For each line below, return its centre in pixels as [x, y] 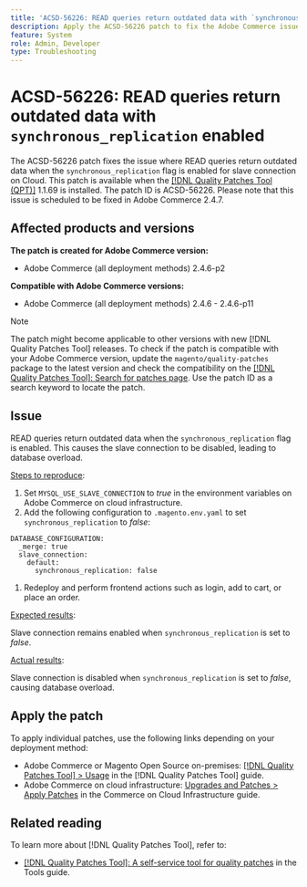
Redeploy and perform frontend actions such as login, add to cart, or [152, 587]
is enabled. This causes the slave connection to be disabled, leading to [143, 447]
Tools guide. [47, 872]
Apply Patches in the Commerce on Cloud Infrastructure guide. [142, 794]
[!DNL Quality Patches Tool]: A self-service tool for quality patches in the [160, 862]
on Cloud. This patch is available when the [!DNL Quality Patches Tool [141, 181]
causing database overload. [62, 687]
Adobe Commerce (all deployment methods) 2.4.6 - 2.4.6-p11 [138, 303]
